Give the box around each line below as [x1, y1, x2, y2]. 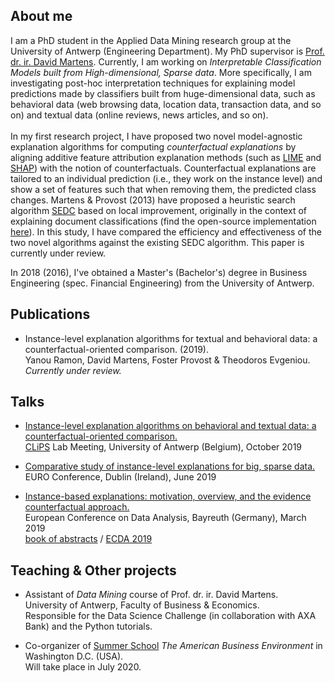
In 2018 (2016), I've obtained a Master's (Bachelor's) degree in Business [10, 266, 308, 278]
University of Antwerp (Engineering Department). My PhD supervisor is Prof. [10, 45, 325, 57]
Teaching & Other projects [10, 562, 177, 579]
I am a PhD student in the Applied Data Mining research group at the [10, 34, 292, 46]
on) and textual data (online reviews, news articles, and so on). [10, 109, 269, 121]
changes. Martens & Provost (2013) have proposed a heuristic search [10, 194, 296, 206]
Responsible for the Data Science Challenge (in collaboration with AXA [24, 610, 317, 622]
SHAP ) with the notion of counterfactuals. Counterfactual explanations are [10, 162, 317, 174]
